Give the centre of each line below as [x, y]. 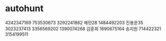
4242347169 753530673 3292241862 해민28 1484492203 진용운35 [74, 22]
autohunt [24, 9]
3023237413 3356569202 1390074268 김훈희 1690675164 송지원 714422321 [83, 29]
